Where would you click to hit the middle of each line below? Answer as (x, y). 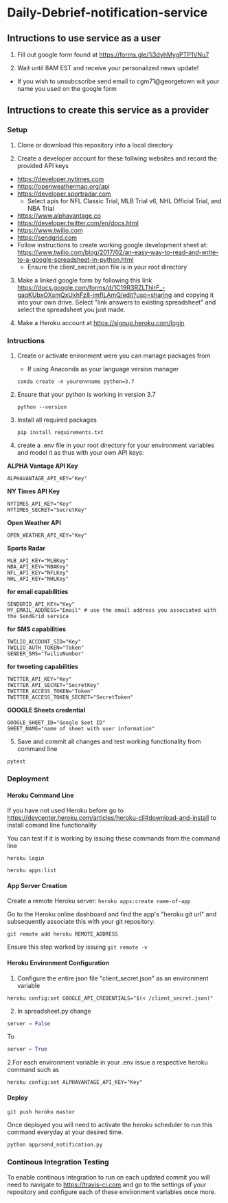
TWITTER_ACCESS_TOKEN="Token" (50, 691)
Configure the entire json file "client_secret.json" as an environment (113, 978)
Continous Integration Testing (58, 1162)
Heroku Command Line (41, 795)
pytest (16, 761)
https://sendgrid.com (47, 237)
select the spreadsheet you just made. (71, 309)
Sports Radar (26, 548)
